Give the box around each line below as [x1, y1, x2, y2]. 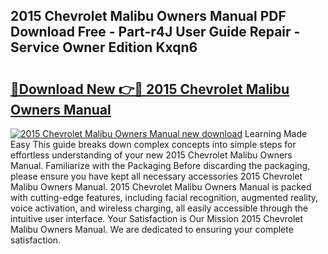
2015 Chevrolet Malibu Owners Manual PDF [10, 8, 287, 25]
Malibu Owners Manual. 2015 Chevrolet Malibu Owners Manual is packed [10, 181, 312, 193]
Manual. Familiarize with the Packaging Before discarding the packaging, [10, 160, 311, 171]
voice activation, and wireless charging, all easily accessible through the [10, 202, 308, 214]
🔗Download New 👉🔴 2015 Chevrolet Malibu [10, 80, 290, 98]
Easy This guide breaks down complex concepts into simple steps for [10, 139, 297, 150]
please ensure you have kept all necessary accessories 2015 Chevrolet [10, 170, 303, 182]
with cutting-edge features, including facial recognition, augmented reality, [10, 192, 319, 203]
